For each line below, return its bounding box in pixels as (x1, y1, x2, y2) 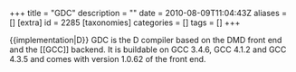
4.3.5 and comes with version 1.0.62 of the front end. (9, 54, 206, 64)
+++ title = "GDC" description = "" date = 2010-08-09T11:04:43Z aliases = (9, 8, 288, 18)
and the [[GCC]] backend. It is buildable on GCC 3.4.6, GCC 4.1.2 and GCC (9, 44, 287, 55)
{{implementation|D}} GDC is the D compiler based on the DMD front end (9, 35, 282, 45)
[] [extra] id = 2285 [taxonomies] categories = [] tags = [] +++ (9, 17, 241, 28)
